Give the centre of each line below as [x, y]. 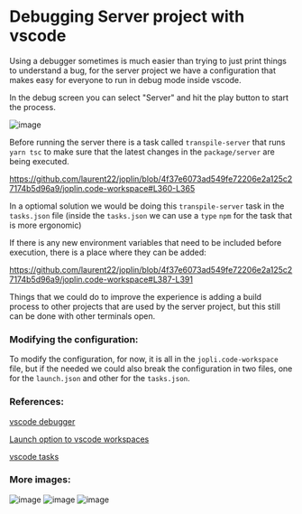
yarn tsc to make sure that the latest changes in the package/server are [142, 152]
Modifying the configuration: [74, 339]
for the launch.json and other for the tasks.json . [100, 378]
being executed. [39, 161]
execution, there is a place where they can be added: [108, 252]
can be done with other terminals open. [82, 316]
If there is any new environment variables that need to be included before [146, 242]
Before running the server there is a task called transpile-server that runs [147, 142]
